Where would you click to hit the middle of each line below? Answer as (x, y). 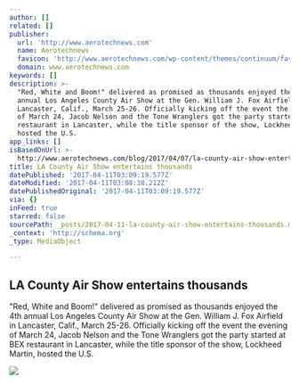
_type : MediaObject (45, 241)
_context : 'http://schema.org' (67, 233)
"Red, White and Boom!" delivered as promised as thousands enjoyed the (144, 306)
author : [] (29, 17)
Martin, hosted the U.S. (52, 354)
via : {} (24, 200)
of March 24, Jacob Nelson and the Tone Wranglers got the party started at (148, 335)
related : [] (31, 26)
